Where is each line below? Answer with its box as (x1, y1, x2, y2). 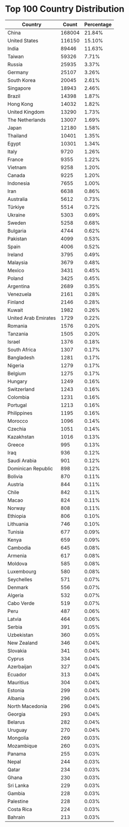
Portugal (7, 401, 27, 408)
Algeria (7, 591, 24, 598)
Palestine (7, 798, 29, 805)
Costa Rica (7, 806, 32, 812)
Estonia (7, 687, 25, 693)
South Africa (7, 346, 36, 353)
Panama (7, 750, 26, 757)
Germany (7, 69, 29, 76)
